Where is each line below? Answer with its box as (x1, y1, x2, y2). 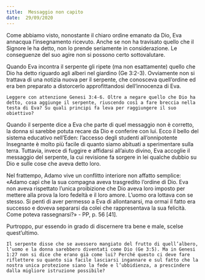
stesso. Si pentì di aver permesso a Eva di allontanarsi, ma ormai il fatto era (6, 197, 196, 205)
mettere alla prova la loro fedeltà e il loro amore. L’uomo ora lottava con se (6, 191, 193, 199)
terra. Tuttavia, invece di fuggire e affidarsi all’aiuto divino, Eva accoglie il (6, 147, 190, 154)
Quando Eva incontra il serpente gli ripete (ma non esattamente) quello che (6, 62, 196, 70)
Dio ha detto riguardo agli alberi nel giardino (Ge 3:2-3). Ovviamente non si (6, 69, 195, 76)
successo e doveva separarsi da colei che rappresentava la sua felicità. (6, 204, 187, 212)
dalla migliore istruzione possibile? (6, 267, 105, 274)
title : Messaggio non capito (6, 9, 84, 15)
